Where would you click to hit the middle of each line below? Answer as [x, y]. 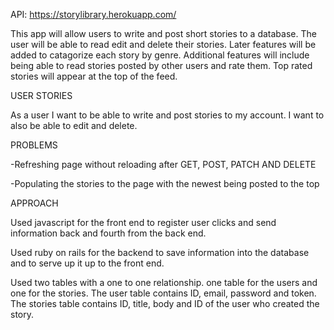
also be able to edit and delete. [74, 125]
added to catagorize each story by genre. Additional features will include [160, 55]
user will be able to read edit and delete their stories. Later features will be [163, 44]
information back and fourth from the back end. [108, 233]
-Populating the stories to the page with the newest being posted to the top [165, 183]
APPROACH [34, 203]
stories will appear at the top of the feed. [94, 76]
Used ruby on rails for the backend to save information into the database [160, 252]
